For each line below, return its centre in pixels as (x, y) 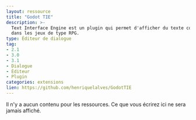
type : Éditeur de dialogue (39, 39)
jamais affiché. (24, 110)
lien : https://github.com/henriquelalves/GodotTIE (69, 88)
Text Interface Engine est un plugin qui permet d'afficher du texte (97, 28)
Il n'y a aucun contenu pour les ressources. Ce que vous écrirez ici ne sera (96, 104)
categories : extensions (35, 83)
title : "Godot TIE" (30, 17)
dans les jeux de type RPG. (45, 33)
